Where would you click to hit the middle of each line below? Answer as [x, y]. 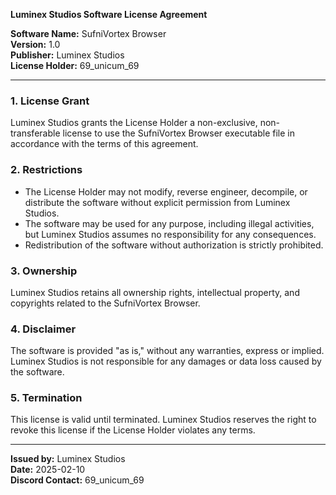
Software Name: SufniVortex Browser [88, 33]
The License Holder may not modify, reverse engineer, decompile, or [166, 191]
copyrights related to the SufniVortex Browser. [105, 303]
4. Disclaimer [43, 329]
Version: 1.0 [35, 44]
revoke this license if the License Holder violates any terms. [133, 430]
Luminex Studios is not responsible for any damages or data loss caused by [166, 361]
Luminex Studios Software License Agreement [109, 14]
